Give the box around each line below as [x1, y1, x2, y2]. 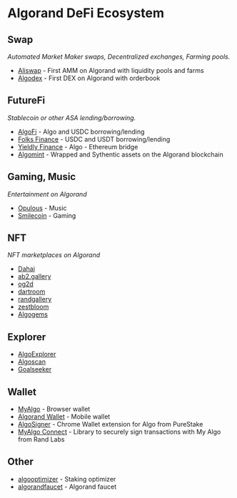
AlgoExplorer [17, 350, 56, 359]
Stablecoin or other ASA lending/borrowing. [7, 113, 136, 122]
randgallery [17, 295, 52, 304]
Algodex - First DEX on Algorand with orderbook [17, 74, 161, 82]
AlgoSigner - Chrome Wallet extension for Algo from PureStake [17, 420, 203, 429]
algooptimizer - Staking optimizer [17, 474, 116, 483]
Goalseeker [17, 365, 52, 374]
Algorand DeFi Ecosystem [7, 5, 164, 21]
